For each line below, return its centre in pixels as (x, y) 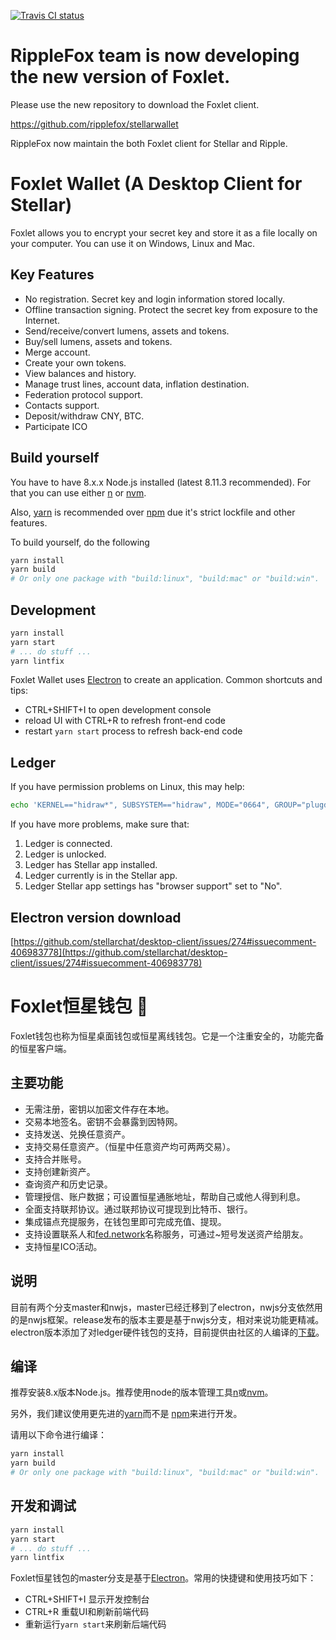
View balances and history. (80, 373)
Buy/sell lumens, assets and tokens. (98, 341)
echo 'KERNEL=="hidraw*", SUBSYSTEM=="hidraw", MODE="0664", (140, 805)
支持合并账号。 (55, 1159)
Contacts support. (62, 405)
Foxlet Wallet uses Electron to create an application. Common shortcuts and (166, 680)
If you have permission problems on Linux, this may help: (127, 787)
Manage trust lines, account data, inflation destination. (137, 384)
